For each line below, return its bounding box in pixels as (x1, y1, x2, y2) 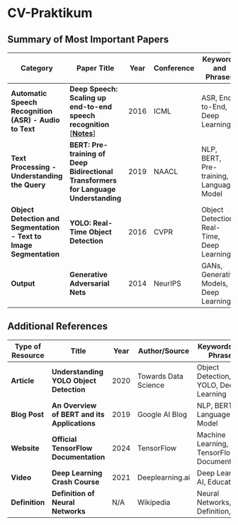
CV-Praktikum (7, 5, 93, 21)
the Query (11, 180, 46, 190)
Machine (197, 430, 226, 440)
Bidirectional (69, 167, 113, 176)
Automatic (11, 89, 47, 98)
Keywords (197, 341, 232, 351)
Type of (14, 341, 41, 351)
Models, (201, 278, 228, 288)
